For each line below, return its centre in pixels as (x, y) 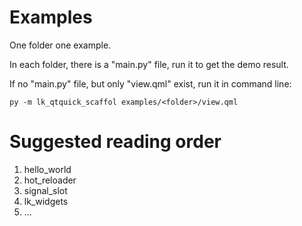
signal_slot (45, 190)
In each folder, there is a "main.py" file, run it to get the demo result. (149, 64)
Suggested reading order (115, 142)
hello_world (47, 169)
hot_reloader (50, 180)
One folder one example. (60, 45)
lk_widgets (46, 201)
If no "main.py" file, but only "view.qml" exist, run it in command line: (150, 83)
